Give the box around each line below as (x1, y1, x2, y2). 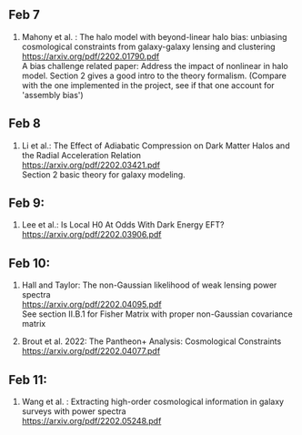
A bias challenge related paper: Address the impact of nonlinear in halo (21, 60, 288, 71)
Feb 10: (8, 255, 51, 271)
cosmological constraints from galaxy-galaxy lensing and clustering (21, 41, 276, 52)
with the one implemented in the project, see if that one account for (21, 79, 275, 90)
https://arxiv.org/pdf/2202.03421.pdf (21, 159, 161, 170)
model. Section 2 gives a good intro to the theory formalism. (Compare (21, 70, 287, 81)
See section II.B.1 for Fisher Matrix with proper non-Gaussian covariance (21, 309, 293, 319)
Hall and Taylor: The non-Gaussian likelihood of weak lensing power (21, 279, 277, 290)
